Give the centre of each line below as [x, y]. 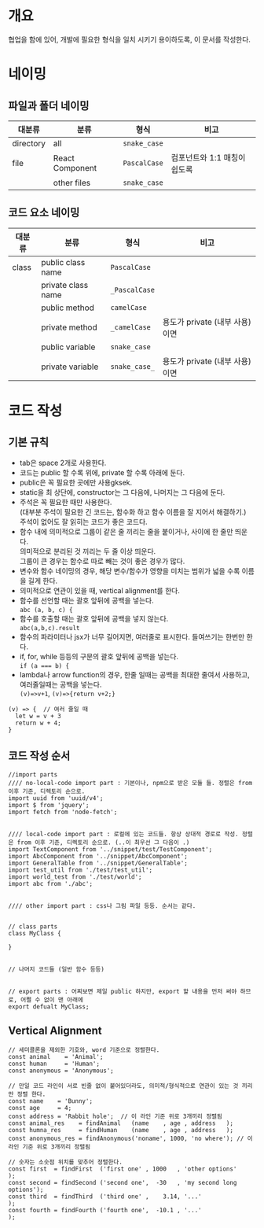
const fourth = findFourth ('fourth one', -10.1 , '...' [105, 1211]
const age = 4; [40, 1108]
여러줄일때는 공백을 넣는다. [60, 684]
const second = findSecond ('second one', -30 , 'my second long [123, 1183]
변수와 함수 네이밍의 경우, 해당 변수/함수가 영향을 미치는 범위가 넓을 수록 [130, 570]
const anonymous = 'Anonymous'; [61, 1071]
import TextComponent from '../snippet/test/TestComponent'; [110, 849]
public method [68, 308]
